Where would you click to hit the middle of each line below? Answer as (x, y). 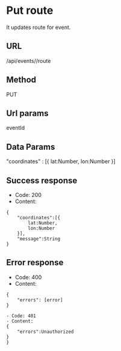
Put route (30, 11)
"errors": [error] (40, 300)
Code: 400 (28, 277)
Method (21, 80)
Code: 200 (28, 195)
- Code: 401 (21, 316)
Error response (35, 262)
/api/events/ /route (29, 60)
